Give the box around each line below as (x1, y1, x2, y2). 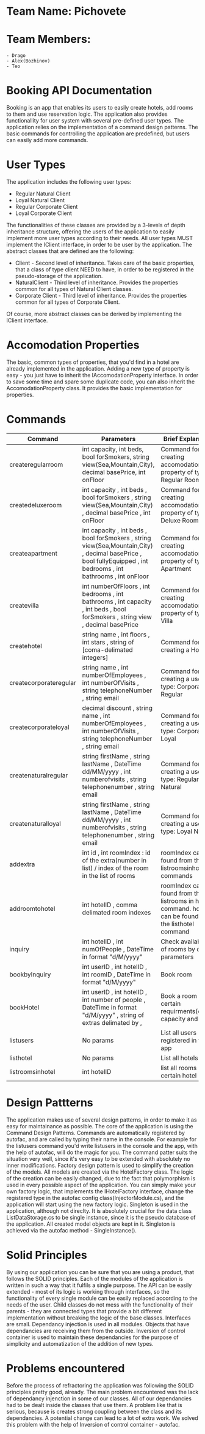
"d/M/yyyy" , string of (82, 1011, 145, 1019)
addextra (9, 859, 35, 868)
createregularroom (9, 460, 63, 469)
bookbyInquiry (9, 970, 51, 978)
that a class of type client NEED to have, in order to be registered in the (15, 266, 194, 273)
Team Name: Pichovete (6, 4, 126, 18)
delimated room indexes (82, 908, 151, 916)
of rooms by (160, 945, 195, 953)
